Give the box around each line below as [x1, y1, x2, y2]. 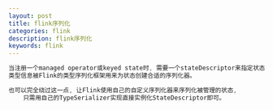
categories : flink [8, 27, 71, 35]
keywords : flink [8, 42, 63, 50]
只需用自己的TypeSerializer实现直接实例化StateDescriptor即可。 [23, 94, 226, 102]
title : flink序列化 [8, 19, 71, 27]
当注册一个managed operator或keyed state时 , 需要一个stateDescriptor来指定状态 [8, 64, 266, 73]
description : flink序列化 [8, 34, 93, 43]
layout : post [8, 11, 53, 20]
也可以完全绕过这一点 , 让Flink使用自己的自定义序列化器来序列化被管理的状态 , [8, 86, 237, 94]
